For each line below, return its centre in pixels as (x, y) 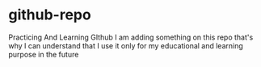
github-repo (50, 15)
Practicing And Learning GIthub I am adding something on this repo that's (131, 37)
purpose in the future (44, 54)
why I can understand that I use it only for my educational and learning (126, 45)
